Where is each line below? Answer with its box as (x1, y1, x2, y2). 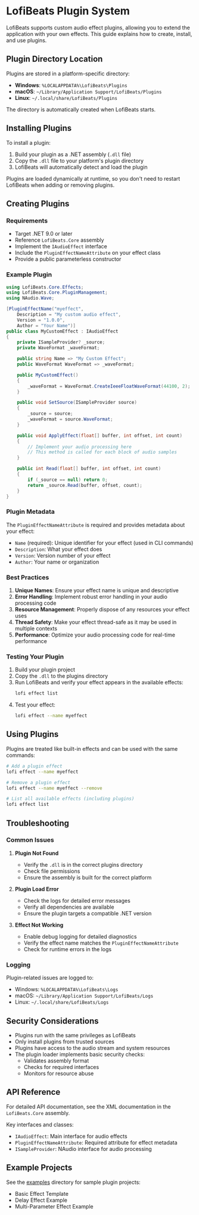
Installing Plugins (6, 123, 72, 133)
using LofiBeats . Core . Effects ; (6, 284, 84, 290)
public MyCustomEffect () (17, 372, 79, 378)
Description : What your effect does (14, 546, 102, 553)
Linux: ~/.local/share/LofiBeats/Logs (14, 998, 109, 1006)
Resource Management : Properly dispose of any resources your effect (14, 606, 190, 613)
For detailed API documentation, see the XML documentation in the (6, 1103, 171, 1110)
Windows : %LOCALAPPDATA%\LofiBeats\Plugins (14, 81, 128, 89)
